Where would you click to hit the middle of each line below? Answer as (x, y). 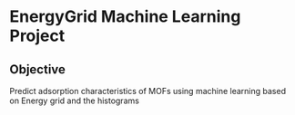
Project (37, 36)
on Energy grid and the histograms (74, 101)
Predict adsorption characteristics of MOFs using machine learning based (148, 91)
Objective (38, 69)
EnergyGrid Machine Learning (125, 17)
